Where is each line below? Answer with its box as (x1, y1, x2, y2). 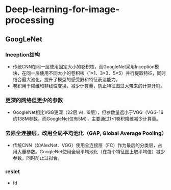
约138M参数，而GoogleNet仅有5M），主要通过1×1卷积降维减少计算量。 (12, 116, 161, 122)
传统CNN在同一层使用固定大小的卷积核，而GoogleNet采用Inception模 (12, 63, 159, 69)
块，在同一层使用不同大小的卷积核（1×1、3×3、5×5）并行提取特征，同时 (12, 70, 166, 76)
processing (5, 14, 55, 26)
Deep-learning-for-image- (5, 4, 120, 15)
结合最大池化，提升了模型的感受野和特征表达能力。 (12, 76, 120, 82)
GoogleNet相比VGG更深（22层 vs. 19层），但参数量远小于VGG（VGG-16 (12, 109, 164, 115)
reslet (5, 168, 20, 175)
